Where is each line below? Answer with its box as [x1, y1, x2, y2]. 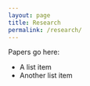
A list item [19, 63, 52, 72]
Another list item [19, 71, 73, 81]
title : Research [8, 19, 61, 27]
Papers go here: [8, 48, 60, 57]
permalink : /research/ [8, 26, 82, 34]
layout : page [8, 11, 51, 20]
